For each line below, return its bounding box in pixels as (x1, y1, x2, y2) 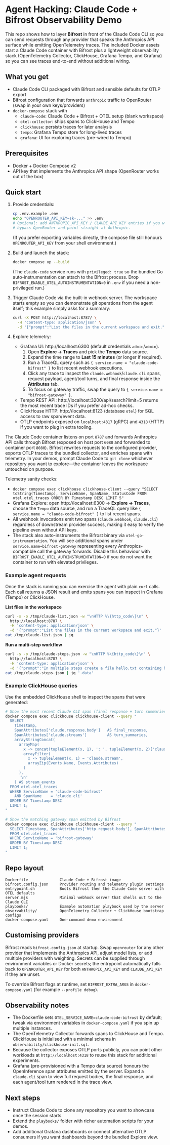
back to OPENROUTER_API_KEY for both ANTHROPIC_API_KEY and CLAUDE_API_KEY (5, 966, 163, 972)
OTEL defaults (5, 890, 35, 895)
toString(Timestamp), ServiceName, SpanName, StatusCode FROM (12, 491, 147, 497)
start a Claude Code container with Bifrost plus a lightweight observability (5, 47, 159, 53)
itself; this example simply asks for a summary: (12, 305, 110, 311)
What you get (5, 72, 49, 81)
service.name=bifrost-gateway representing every (12, 543, 117, 549)
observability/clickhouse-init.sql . (12, 1041, 90, 1047)
